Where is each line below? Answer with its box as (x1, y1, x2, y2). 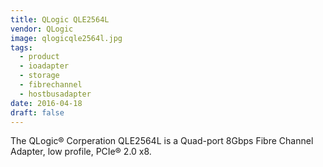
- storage (19, 71, 60, 81)
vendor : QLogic (10, 24, 74, 34)
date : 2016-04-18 (10, 98, 83, 108)
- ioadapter (19, 61, 70, 71)
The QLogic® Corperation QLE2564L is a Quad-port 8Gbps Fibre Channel (10, 135, 314, 147)
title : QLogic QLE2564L (10, 14, 110, 25)
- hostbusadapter (19, 89, 92, 99)
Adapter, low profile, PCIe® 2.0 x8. (10, 146, 152, 158)
